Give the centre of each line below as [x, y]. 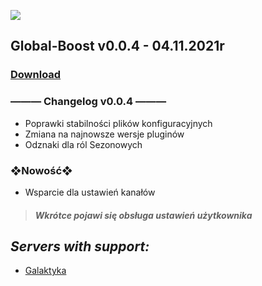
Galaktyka [45, 271]
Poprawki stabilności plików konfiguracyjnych [118, 123]
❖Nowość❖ [41, 170]
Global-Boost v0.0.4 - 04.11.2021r [117, 46]
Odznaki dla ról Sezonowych [83, 144]
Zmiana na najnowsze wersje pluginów [104, 134]
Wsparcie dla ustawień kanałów [90, 192]
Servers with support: [80, 246]
